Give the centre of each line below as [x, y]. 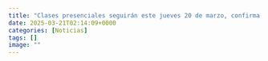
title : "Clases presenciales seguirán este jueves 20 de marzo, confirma [134, 15]
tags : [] [23, 38]
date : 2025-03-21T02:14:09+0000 [62, 23]
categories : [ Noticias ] [48, 30]
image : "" [25, 45]
